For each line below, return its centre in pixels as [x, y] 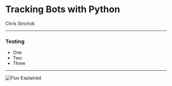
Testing [15, 41]
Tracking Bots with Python [63, 9]
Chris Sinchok [20, 23]
